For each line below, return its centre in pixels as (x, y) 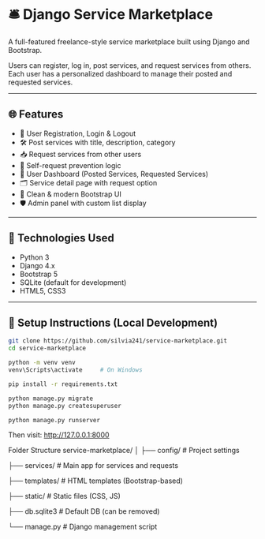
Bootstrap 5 (39, 274)
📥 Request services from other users (80, 154)
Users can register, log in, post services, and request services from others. (130, 65)
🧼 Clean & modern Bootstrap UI (71, 194)
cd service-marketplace (47, 348)
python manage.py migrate (50, 399)
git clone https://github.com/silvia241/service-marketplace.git (118, 341)
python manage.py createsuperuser (65, 406)
